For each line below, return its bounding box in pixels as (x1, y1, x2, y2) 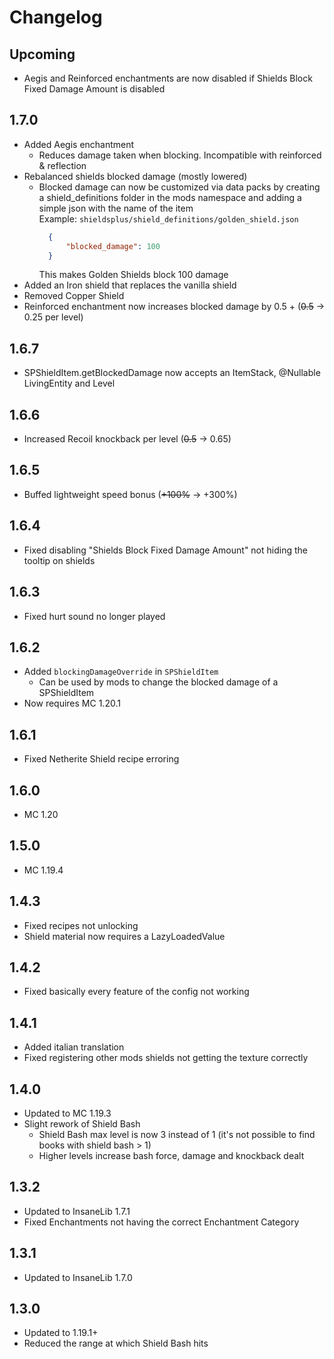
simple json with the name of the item (38, 202, 194, 214)
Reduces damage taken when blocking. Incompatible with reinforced (38, 149, 322, 161)
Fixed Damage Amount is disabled (23, 83, 166, 95)
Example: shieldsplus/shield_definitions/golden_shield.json (38, 212, 299, 225)
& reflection (38, 159, 87, 171)
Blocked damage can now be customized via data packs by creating (38, 181, 321, 193)
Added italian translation (23, 1041, 125, 1053)
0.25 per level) (23, 311, 84, 323)
